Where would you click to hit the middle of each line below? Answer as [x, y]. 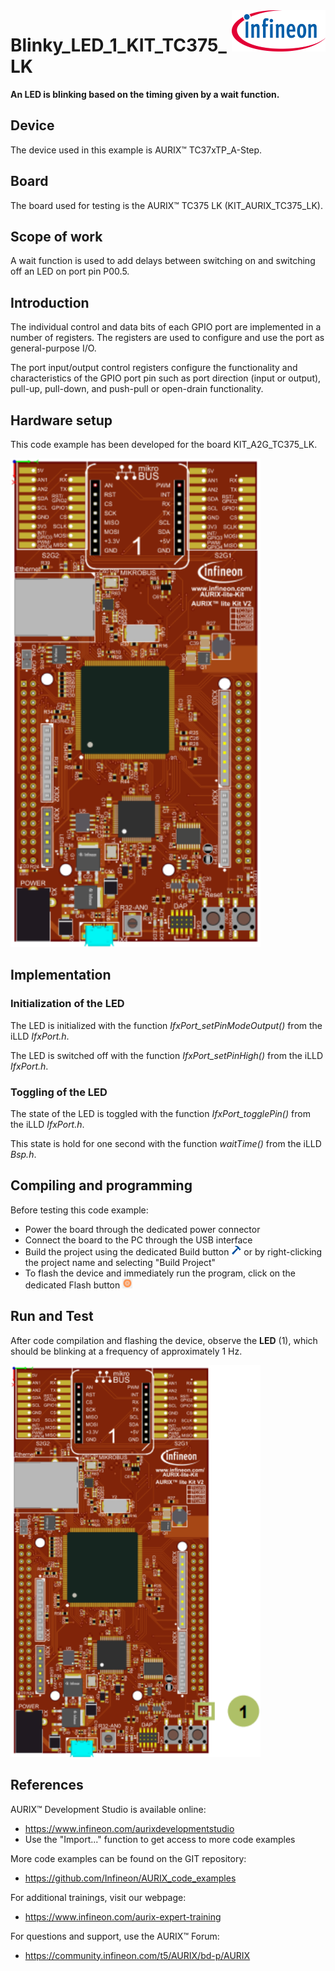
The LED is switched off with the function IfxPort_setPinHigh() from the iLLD [167, 1055]
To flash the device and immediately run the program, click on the [160, 1273]
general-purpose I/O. [53, 348]
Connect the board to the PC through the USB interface [138, 1240]
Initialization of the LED [67, 1004]
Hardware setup [61, 420]
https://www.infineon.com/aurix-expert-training [123, 1916]
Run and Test [52, 1316]
